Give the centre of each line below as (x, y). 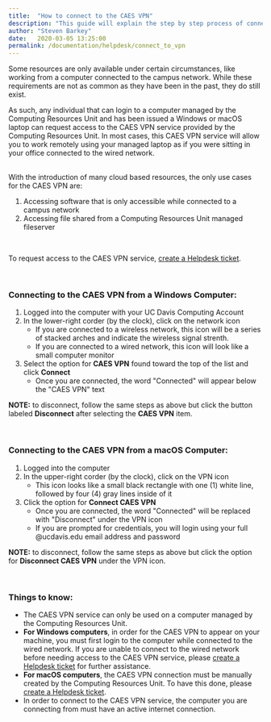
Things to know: (41, 597)
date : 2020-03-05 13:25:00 (57, 38)
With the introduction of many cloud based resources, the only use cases (130, 177)
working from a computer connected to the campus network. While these (130, 77)
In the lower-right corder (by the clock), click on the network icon (132, 321)
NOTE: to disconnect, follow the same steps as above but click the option (130, 552)
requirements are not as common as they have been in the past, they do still (134, 86)
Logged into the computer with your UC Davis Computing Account (134, 312)
